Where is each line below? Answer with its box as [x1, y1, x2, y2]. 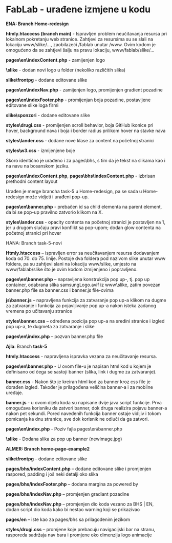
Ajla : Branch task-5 [6, 343, 48, 349]
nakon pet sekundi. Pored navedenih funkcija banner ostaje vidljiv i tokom [6, 410, 161, 417]
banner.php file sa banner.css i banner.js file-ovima [6, 287, 114, 293]
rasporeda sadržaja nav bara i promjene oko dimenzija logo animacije [6, 532, 153, 538]
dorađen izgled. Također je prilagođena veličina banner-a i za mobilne [6, 384, 153, 390]
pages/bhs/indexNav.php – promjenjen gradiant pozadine [6, 491, 130, 497]
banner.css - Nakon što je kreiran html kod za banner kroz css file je [6, 379, 150, 385]
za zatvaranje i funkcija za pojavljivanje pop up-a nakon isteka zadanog [6, 302, 157, 309]
